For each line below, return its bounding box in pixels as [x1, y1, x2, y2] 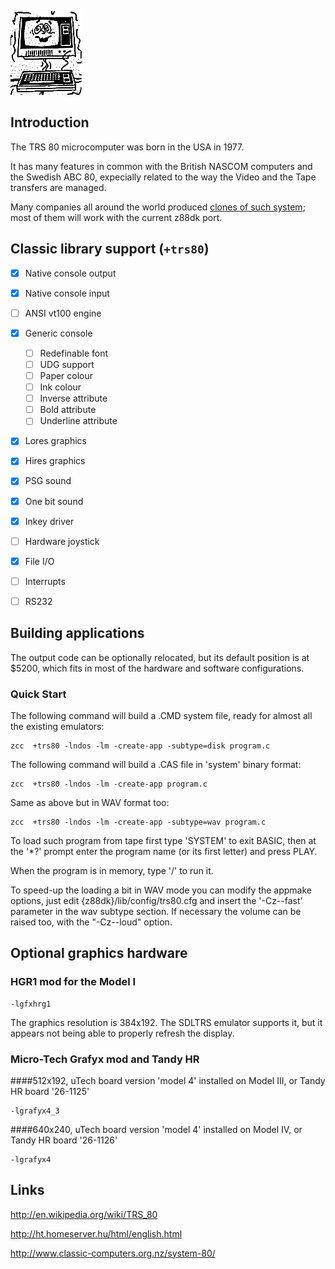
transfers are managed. [10, 181, 107, 193]
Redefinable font [39, 347, 109, 359]
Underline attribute [39, 415, 118, 427]
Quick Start [10, 687, 67, 701]
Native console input [24, 287, 110, 299]
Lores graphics [24, 435, 87, 447]
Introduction [10, 114, 90, 131]
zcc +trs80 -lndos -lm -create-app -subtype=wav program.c [10, 817, 267, 827]
